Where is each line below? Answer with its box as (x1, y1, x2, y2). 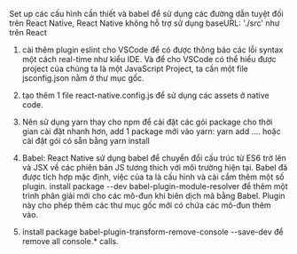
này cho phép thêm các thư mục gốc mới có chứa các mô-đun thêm (21, 200, 272, 210)
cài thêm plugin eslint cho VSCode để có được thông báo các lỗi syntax (21, 44, 284, 55)
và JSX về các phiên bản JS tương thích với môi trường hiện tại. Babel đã (21, 163, 288, 172)
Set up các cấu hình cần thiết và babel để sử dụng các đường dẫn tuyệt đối (9, 9, 284, 19)
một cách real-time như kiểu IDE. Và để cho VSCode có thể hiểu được (21, 54, 277, 64)
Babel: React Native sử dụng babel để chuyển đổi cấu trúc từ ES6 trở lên (21, 153, 286, 163)
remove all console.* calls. (21, 236, 119, 246)
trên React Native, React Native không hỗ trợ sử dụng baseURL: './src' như (9, 18, 280, 28)
